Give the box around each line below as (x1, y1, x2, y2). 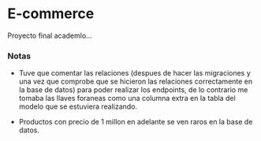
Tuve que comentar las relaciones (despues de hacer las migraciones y (18, 69, 252, 78)
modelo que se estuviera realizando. (18, 102, 138, 111)
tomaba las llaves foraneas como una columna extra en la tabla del (18, 94, 236, 103)
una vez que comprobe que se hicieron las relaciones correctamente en (18, 76, 253, 87)
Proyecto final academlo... (7, 31, 92, 40)
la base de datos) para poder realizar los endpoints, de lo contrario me (18, 85, 248, 95)
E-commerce (7, 5, 95, 23)
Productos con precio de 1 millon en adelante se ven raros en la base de (18, 117, 253, 127)
